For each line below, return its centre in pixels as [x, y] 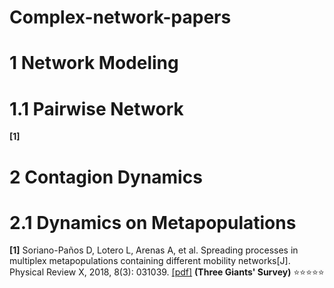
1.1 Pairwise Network [96, 108]
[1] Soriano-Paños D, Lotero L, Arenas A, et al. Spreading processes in [154, 250]
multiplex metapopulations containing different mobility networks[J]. [150, 261]
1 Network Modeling [94, 63]
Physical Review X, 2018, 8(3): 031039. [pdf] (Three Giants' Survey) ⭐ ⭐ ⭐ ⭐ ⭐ [167, 272]
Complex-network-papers [120, 17]
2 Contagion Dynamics [106, 177]
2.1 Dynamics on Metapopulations [153, 222]
